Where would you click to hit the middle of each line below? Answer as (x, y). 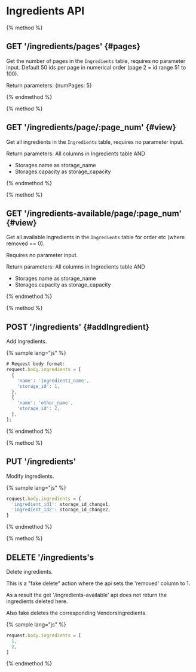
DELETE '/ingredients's (50, 557)
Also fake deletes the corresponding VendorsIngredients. (76, 613)
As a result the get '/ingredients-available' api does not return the (87, 595)
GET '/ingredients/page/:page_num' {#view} (91, 127)
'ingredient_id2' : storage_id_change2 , (61, 510)
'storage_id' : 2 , (39, 409)
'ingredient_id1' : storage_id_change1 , (61, 504)
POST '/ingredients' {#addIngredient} (78, 327)
